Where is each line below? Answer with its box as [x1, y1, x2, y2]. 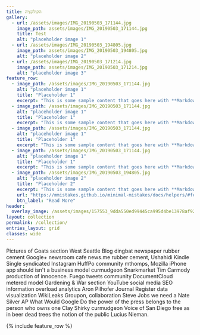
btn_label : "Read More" [17, 198, 76, 204]
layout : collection [6, 214, 55, 220]
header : [6, 203, 26, 209]
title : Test [17, 31, 46, 37]
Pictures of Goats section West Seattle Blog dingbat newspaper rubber [6, 247, 180, 254]
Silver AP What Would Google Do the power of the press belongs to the [6, 298, 181, 305]
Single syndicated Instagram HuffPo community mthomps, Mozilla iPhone [6, 260, 187, 267]
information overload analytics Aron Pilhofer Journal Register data [6, 285, 168, 293]
